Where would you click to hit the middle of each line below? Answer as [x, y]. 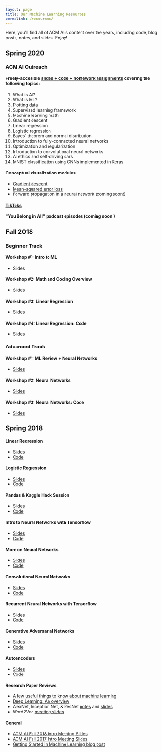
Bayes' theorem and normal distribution [52, 136]
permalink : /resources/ [30, 19]
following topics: [23, 84]
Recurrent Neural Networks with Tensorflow [51, 604]
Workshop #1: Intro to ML [31, 257]
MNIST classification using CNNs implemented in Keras [68, 162]
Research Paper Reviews [31, 685]
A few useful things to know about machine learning [65, 696]
